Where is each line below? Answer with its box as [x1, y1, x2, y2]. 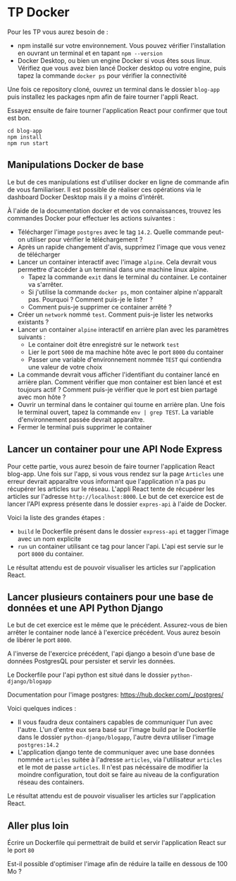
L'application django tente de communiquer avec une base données [17, 748, 215, 757]
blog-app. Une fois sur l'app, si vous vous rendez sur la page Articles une [7, 469, 224, 478]
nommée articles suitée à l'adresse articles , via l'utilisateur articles [17, 755, 223, 764]
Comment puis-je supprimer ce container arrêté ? [27, 302, 173, 311]
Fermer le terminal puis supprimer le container [17, 422, 153, 431]
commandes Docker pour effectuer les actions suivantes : [7, 213, 175, 223]
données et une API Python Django [7, 602, 163, 614]
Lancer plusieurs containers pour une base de [7, 591, 213, 603]
